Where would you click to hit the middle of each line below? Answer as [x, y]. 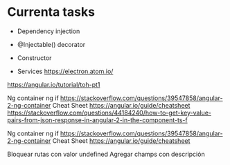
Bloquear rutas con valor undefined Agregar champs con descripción [106, 154]
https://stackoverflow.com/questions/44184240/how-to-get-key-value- [109, 113]
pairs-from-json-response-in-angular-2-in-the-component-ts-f [98, 120]
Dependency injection [48, 31]
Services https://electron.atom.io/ [65, 71]
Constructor [34, 58]
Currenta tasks [51, 12]
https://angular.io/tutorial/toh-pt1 [54, 84]
